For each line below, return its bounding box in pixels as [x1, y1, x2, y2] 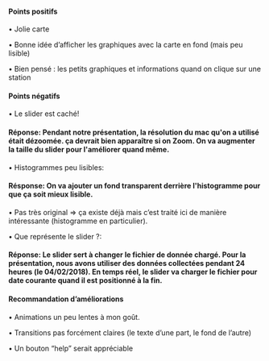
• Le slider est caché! [8, 109, 80, 118]
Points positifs [8, 6, 58, 16]
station [8, 73, 31, 82]
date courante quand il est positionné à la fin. [8, 276, 163, 285]
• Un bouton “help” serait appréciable [8, 343, 134, 353]
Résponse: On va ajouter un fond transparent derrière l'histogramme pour [8, 181, 261, 191]
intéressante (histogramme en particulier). [8, 216, 148, 226]
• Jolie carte [8, 24, 50, 34]
